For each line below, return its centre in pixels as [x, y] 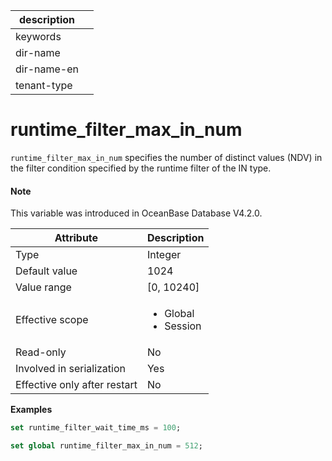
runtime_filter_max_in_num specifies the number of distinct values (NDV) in [166, 157]
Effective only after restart [76, 385]
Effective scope [52, 320]
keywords [38, 36]
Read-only [41, 352]
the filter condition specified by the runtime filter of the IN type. [141, 168]
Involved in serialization [71, 369]
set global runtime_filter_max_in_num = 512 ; [106, 446]
